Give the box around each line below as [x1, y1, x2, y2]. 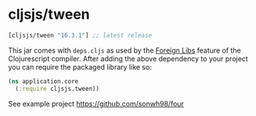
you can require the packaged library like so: [8, 62, 153, 71]
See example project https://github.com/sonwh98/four [8, 99, 184, 108]
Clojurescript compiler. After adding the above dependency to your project [8, 53, 248, 63]
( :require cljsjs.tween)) [15, 85, 100, 92]
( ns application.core [8, 77, 79, 85]
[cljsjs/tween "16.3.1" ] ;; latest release [8, 31, 153, 39]
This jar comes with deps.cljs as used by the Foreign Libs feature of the [8, 45, 241, 55]
